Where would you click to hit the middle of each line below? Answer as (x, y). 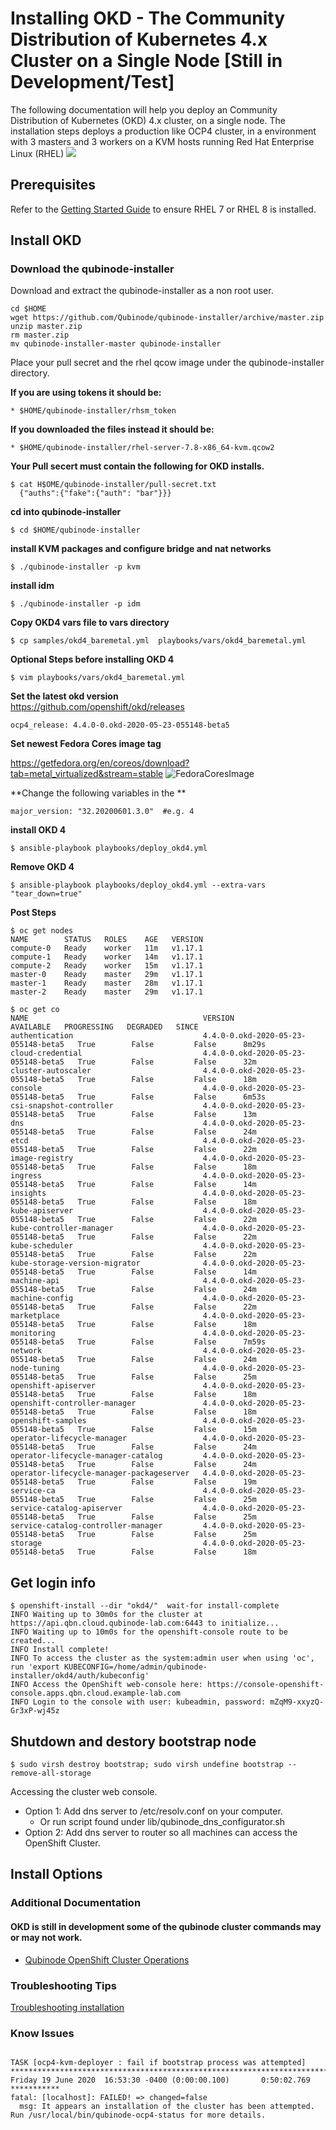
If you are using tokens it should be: (86, 393)
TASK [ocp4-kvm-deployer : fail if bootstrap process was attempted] (158, 2063)
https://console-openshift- (265, 1685)
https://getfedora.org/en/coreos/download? (100, 763)
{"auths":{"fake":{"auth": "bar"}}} (95, 493)
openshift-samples (48, 1421)
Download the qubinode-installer (92, 269)
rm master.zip (40, 335)
